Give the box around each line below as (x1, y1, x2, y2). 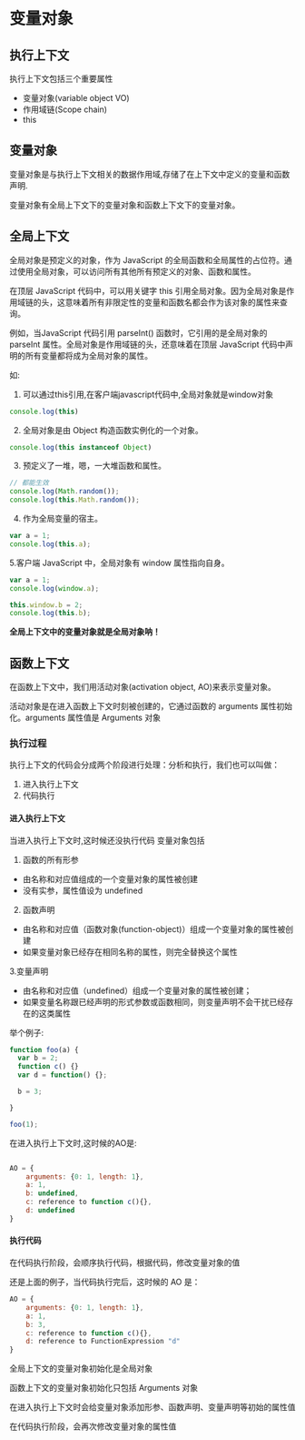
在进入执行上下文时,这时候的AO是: (9, 1137, 137, 1148)
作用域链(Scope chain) (22, 104, 107, 115)
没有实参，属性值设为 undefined (22, 885, 143, 896)
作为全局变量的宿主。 (22, 513, 103, 523)
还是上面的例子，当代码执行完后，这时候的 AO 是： (9, 1276, 201, 1288)
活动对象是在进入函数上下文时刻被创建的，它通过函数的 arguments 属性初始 (9, 701, 293, 712)
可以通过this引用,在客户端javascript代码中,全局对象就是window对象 (22, 389, 274, 400)
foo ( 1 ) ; (9, 1120, 39, 1129)
